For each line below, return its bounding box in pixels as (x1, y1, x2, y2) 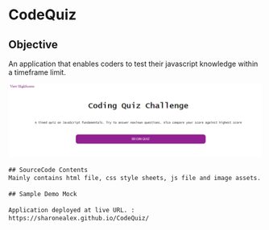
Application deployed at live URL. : (8, 206, 135, 214)
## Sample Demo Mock (8, 190, 78, 198)
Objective (8, 38, 59, 51)
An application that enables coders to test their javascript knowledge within (8, 59, 259, 68)
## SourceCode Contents (8, 166, 89, 174)
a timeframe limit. (8, 68, 66, 77)
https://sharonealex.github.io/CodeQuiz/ (8, 214, 150, 222)
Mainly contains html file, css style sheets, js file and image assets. (8, 174, 262, 182)
